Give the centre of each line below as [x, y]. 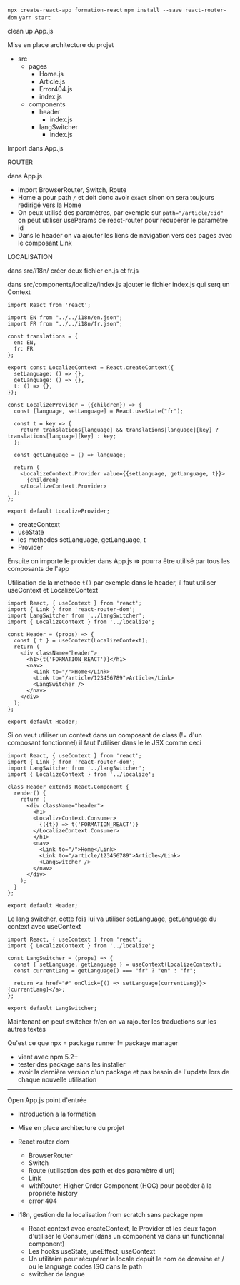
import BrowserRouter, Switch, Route [72, 190]
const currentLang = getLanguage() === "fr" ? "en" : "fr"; [105, 971]
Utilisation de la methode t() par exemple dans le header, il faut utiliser [112, 583]
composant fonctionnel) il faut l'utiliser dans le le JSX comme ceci [105, 742]
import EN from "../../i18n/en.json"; [65, 318]
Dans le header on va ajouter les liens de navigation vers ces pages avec [125, 235]
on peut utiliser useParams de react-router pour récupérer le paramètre [123, 220]
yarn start [35, 18]
